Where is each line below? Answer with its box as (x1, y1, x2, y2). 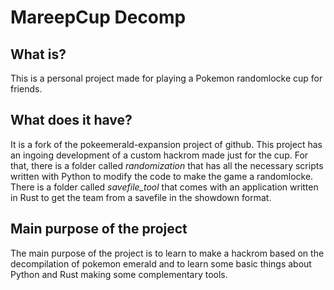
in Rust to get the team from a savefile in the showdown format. (10, 191, 272, 203)
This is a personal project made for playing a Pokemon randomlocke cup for (10, 72, 323, 84)
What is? (10, 46, 67, 63)
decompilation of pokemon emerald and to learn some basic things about (10, 257, 312, 270)
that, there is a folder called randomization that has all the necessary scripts (10, 159, 324, 171)
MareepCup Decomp (10, 6, 187, 29)
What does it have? (10, 112, 133, 129)
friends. (10, 83, 43, 95)
